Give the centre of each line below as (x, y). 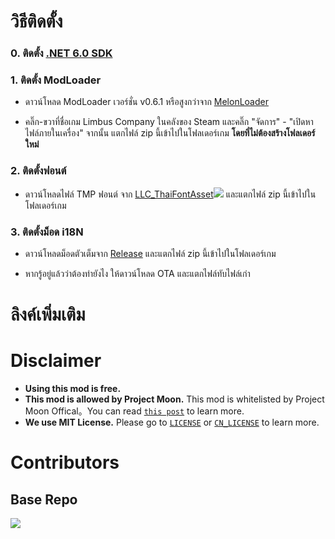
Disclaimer (56, 361)
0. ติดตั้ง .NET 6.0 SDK (61, 53)
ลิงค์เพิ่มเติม (48, 314)
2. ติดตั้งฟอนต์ (38, 171)
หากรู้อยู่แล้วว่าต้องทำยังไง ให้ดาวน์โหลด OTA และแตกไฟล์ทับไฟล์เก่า (137, 273)
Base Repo (44, 499)
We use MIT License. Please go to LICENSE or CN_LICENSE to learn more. (172, 422)
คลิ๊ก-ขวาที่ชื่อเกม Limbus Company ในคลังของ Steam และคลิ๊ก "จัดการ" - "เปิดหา (169, 122)
